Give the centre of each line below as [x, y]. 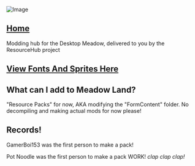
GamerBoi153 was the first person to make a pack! [70, 145]
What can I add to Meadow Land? [71, 89]
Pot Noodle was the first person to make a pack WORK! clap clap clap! [96, 156]
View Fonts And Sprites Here [63, 69]
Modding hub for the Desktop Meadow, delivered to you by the [86, 43]
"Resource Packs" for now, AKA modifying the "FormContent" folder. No [97, 104]
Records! [24, 130]
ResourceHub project [33, 49]
